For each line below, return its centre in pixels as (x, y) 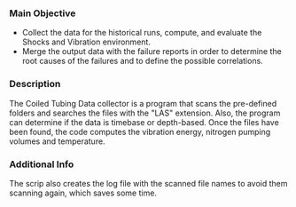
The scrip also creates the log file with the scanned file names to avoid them (148, 183)
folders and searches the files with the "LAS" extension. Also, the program (145, 113)
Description (35, 84)
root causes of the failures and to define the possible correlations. (142, 61)
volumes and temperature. (57, 141)
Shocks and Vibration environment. (86, 42)
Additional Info (42, 164)
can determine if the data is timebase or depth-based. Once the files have (144, 122)
